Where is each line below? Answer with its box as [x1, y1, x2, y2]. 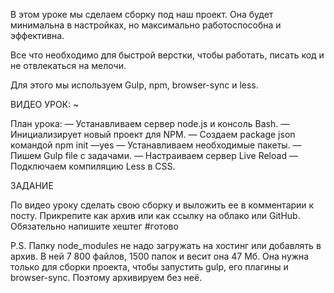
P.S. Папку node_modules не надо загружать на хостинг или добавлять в [10, 240, 322, 251]
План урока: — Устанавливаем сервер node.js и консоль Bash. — [10, 118, 290, 129]
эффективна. [10, 30, 65, 41]
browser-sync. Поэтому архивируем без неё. [10, 272, 203, 283]
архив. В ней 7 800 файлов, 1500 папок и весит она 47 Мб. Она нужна [10, 250, 310, 262]
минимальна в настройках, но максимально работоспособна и [10, 19, 282, 31]
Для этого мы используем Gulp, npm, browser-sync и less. [10, 79, 259, 91]
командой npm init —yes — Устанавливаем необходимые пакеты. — [10, 139, 302, 151]
